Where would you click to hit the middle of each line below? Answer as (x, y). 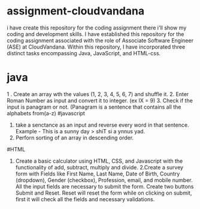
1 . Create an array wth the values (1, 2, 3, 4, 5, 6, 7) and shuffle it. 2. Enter (98, 94)
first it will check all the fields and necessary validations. (85, 199)
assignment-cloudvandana (76, 11)
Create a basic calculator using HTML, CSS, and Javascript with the (99, 161)
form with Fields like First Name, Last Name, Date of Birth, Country (98, 174)
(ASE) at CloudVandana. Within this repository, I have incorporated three (96, 47)
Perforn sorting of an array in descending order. (75, 138)
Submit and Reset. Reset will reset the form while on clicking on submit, (104, 193)
